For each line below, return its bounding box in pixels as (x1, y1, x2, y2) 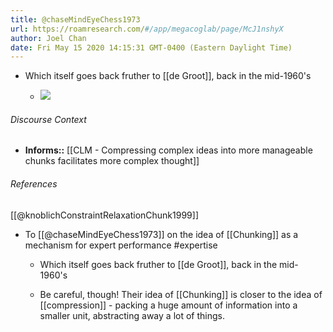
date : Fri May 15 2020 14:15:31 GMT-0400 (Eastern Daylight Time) (10, 42, 293, 53)
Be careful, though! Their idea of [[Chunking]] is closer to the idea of (39, 288, 323, 300)
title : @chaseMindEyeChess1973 (10, 14, 141, 25)
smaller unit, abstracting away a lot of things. (39, 309, 225, 321)
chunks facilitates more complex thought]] (24, 155, 200, 167)
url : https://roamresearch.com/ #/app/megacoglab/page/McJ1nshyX (10, 24, 284, 34)
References (10, 178, 58, 190)
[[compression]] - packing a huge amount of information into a (39, 299, 298, 311)
